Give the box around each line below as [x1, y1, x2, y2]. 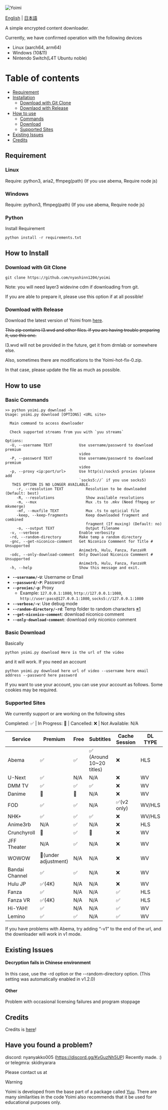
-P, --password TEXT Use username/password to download [9, 456, 153, 461]
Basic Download [5, 629, 45, 636]
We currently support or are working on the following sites [5, 711, 125, 717]
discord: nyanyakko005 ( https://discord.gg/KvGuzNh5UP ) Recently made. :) [5, 1054, 162, 1060]
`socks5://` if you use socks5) [79, 478, 146, 483]
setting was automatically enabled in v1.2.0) [5, 976, 95, 982]
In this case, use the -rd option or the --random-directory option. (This [5, 971, 150, 977]
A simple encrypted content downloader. [5, 25, 89, 31]
